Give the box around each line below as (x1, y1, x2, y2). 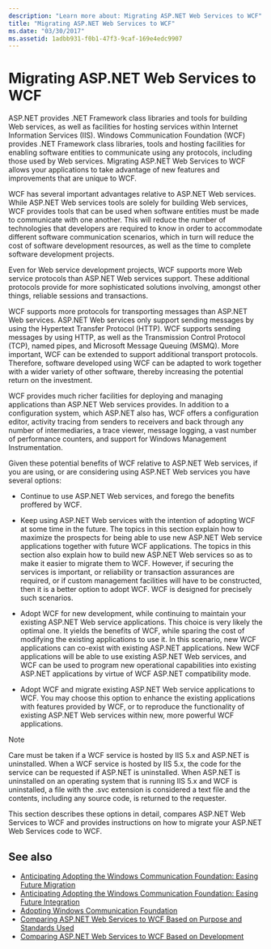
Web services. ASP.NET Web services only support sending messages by (8, 315, 255, 325)
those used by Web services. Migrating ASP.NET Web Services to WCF (8, 156, 246, 166)
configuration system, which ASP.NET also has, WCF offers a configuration (8, 408, 259, 418)
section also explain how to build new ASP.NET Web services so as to (19, 550, 253, 560)
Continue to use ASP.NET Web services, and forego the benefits (19, 492, 235, 501)
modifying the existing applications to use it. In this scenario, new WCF (19, 635, 257, 645)
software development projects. (8, 249, 115, 259)
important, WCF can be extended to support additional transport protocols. (8, 350, 259, 360)
